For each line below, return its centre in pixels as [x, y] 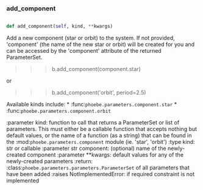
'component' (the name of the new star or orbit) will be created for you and [101, 44]
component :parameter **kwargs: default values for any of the [105, 155]
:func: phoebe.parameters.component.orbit [59, 111]
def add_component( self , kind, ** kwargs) [60, 26]
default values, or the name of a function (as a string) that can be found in [99, 135]
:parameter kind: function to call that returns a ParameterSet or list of [93, 123]
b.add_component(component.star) [96, 69]
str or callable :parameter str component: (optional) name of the [86, 148]
